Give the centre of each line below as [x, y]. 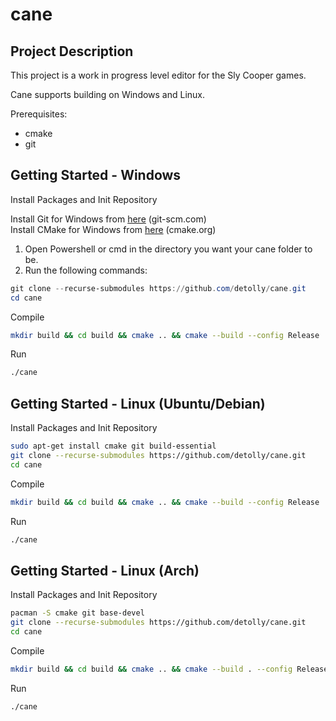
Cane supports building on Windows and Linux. [108, 94]
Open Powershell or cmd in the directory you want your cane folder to [168, 249]
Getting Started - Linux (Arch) [105, 570]
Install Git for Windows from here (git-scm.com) [108, 219]
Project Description [72, 51]
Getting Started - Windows [96, 175]
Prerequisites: [39, 114]
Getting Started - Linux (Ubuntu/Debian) [138, 403]
